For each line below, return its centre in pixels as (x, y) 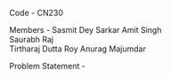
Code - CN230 (37, 13)
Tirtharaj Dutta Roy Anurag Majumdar (78, 49)
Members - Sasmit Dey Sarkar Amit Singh (85, 30)
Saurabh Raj (32, 39)
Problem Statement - (48, 66)
